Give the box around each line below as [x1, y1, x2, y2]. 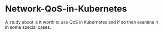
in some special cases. [5, 24, 52, 30]
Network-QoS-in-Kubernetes [5, 3, 127, 14]
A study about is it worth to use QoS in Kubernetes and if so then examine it [5, 19, 158, 25]
